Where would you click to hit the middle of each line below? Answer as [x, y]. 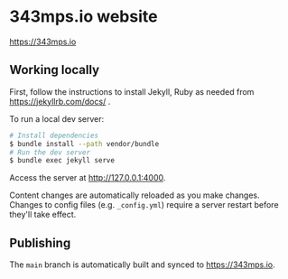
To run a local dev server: [57, 118]
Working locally [55, 70]
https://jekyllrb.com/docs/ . [60, 101]
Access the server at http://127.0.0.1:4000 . [88, 178]
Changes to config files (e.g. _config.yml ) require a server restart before [144, 205]
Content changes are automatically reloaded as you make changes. [135, 195]
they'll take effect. [43, 215]
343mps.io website [84, 17]
